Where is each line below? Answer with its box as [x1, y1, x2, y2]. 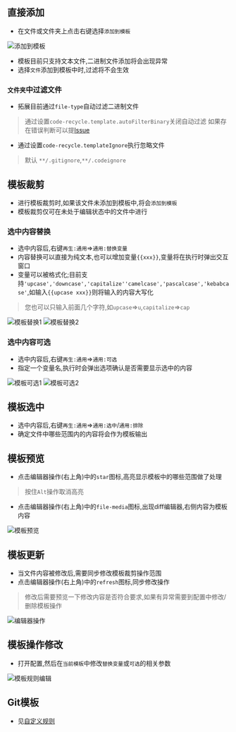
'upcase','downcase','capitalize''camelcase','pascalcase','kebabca [23, 280, 230, 287]
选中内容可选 [7, 337, 51, 347]
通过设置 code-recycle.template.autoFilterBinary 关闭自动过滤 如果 [24, 117, 221, 125]
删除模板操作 [24, 601, 62, 609]
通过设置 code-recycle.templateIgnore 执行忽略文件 [17, 141, 166, 149]
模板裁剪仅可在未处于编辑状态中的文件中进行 [17, 207, 148, 216]
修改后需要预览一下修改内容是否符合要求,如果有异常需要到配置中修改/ [24, 593, 227, 601]
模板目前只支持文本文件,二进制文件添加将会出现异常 [17, 56, 168, 65]
